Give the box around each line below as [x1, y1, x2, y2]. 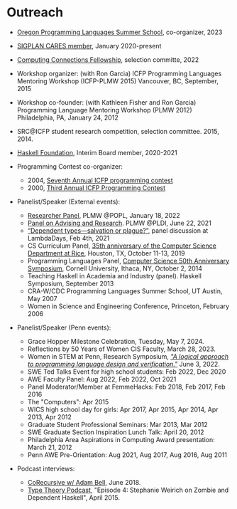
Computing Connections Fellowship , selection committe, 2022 [16, 55, 199, 64]
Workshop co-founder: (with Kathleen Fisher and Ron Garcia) [16, 98, 197, 107]
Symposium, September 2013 [27, 279, 114, 288]
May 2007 [27, 294, 57, 303]
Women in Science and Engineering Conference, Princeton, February [27, 302, 230, 310]
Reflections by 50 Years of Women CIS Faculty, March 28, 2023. [27, 345, 216, 353]
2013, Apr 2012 [27, 412, 72, 421]
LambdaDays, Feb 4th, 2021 [27, 233, 110, 242]
